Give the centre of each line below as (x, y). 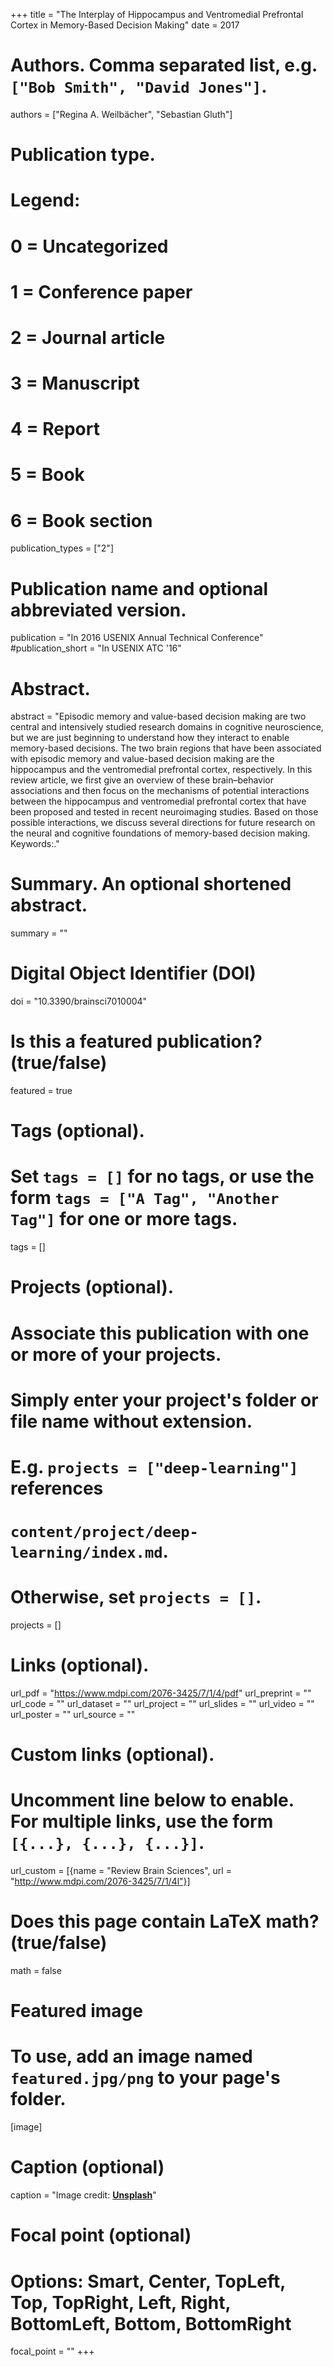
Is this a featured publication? (136, 1041)
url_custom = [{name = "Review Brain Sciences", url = (121, 1871)
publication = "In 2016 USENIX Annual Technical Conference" (137, 638)
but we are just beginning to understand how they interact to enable (150, 738)
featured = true (41, 1091)
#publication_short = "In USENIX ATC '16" (96, 648)
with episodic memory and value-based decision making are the (142, 759)
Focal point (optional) (101, 2235)
